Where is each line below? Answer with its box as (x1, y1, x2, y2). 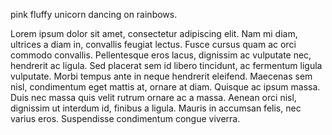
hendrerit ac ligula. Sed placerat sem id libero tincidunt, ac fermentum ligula (10, 60, 323, 71)
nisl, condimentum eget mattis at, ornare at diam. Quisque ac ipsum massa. (10, 81, 321, 93)
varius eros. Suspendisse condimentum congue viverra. (10, 113, 241, 124)
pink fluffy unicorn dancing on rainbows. (10, 9, 178, 20)
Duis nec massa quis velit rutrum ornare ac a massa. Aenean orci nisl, (10, 92, 297, 103)
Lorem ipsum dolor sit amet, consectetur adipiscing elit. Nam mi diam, (10, 28, 298, 39)
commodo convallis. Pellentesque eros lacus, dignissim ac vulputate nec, (10, 49, 312, 61)
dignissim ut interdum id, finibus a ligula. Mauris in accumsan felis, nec (10, 102, 302, 114)
